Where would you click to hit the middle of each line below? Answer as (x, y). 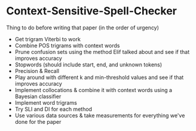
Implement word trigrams (46, 102)
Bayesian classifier (38, 96)
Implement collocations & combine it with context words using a (93, 90)
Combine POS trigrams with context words (67, 45)
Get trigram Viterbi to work (48, 39)
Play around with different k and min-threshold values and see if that (99, 77)
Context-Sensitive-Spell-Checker (92, 11)
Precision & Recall (37, 71)
